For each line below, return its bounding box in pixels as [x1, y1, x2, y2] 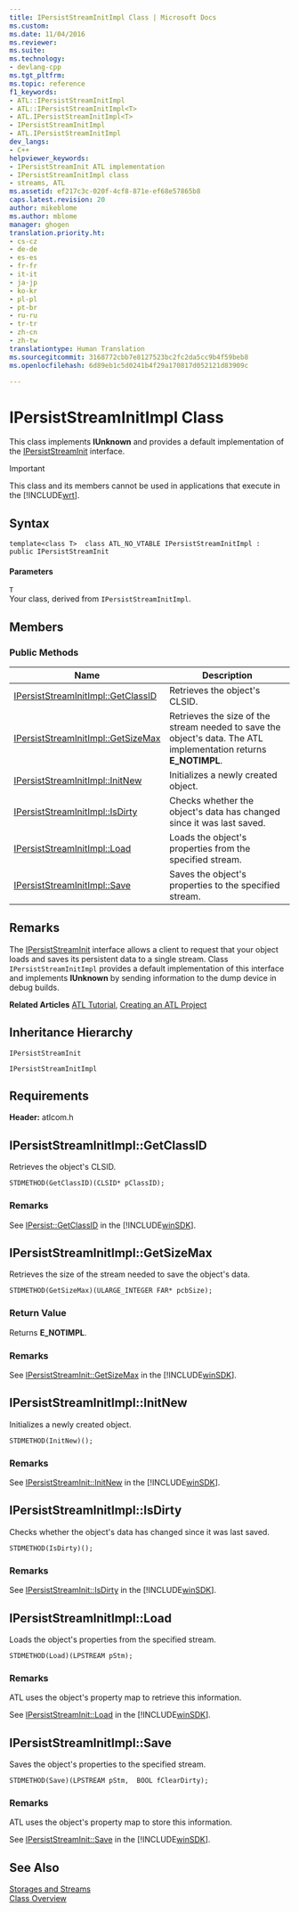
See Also [9, 1859, 60, 1875]
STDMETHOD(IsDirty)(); [9, 1543, 93, 1553]
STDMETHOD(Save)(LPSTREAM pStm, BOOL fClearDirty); [9, 1777, 209, 1785]
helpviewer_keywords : [9, 153, 90, 163]
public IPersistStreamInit [9, 547, 109, 557]
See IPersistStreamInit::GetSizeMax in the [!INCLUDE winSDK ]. [9, 1369, 238, 1380]
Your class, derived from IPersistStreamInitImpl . [9, 593, 191, 604]
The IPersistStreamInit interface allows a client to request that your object [9, 944, 279, 954]
